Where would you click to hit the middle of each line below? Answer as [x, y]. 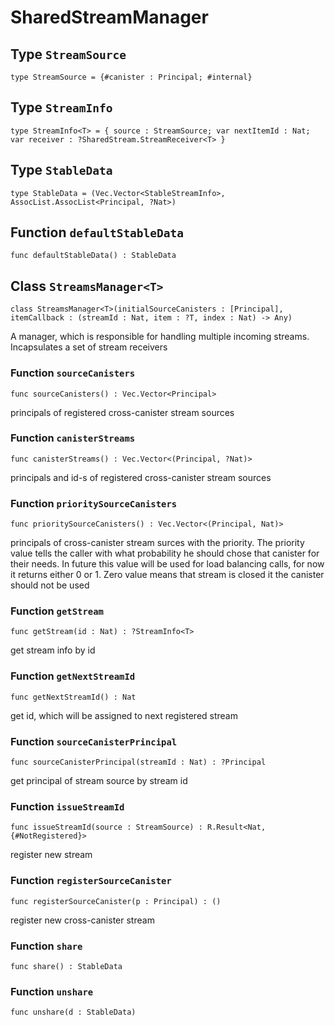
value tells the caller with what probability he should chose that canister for [165, 553]
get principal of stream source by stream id [99, 781]
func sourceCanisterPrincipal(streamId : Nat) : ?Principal [138, 762]
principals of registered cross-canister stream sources [122, 412]
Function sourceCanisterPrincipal [94, 741]
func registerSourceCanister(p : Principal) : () [116, 901]
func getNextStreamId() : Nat [73, 697]
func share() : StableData [66, 966]
